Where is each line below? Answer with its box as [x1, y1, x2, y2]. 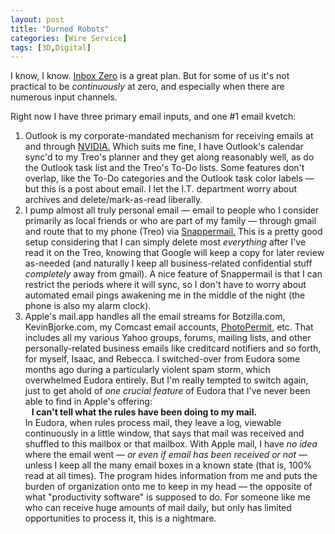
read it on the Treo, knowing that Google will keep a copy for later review [24, 247, 325, 259]
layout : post [10, 14, 65, 25]
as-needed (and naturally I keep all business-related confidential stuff [24, 257, 313, 270]
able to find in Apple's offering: [24, 396, 153, 408]
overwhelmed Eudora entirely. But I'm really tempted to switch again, [24, 374, 309, 386]
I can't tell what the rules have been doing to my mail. [31, 406, 258, 418]
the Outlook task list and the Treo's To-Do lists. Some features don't [24, 162, 305, 174]
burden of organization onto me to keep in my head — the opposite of [24, 481, 313, 493]
